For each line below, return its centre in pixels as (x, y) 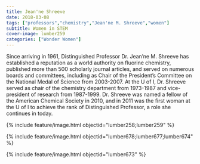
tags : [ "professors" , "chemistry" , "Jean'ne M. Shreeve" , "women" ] (88, 23)
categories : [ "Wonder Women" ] (44, 39)
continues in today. (30, 113)
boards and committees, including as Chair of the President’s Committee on (99, 75)
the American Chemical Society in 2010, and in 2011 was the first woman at (99, 101)
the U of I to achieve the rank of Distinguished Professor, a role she (89, 107)
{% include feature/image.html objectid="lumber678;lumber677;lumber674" (100, 137)
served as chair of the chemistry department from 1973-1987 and (86, 88)
